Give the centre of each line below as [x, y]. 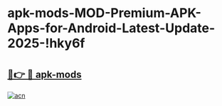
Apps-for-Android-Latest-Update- [111, 28]
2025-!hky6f [46, 43]
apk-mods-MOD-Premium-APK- [104, 13]
